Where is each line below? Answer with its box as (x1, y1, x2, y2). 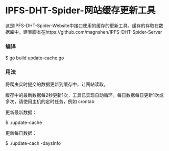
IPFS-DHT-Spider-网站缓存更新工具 (5, 5, 156, 16)
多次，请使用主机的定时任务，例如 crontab (5, 98, 94, 105)
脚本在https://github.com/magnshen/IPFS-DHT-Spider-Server (32, 29, 162, 35)
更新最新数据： (5, 109, 37, 115)
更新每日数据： (5, 130, 37, 136)
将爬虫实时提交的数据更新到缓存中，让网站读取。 (5, 81, 108, 87)
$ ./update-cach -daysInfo (5, 140, 61, 146)
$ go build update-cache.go (5, 55, 64, 61)
